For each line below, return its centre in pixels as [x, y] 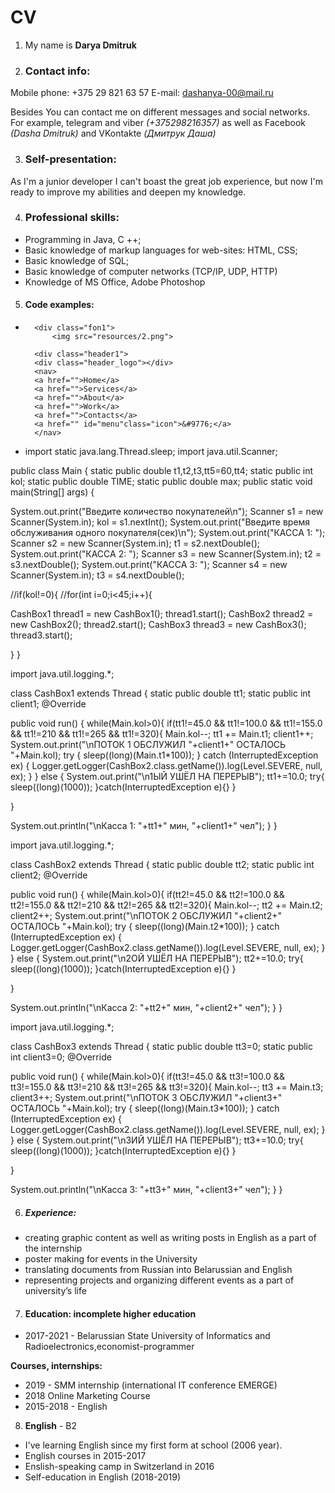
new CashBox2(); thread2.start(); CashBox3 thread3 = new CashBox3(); [158, 625]
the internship [53, 1248]
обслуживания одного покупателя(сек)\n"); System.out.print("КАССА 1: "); [168, 533]
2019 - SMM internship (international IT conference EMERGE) [151, 1385]
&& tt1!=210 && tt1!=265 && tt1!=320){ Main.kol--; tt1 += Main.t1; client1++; [162, 734]
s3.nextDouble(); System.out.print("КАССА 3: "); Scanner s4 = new [149, 565]
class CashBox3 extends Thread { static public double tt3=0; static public [161, 1047]
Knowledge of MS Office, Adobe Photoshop [115, 282]
